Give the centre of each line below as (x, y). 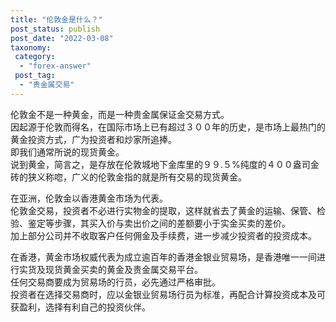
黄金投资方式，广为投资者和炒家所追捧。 (93, 139)
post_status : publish (55, 29)
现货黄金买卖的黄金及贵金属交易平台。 (123, 269)
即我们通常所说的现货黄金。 (67, 152)
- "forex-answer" (55, 66)
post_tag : (35, 76)
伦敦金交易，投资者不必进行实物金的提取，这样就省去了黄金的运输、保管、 (163, 210)
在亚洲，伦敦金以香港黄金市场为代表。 (89, 198)
